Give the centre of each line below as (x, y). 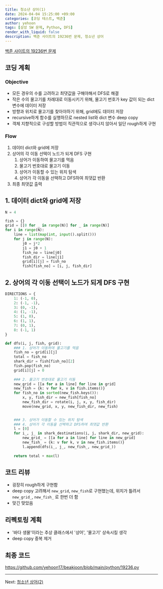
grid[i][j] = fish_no (44, 262)
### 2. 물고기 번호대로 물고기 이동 (45, 379)
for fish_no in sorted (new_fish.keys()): (56, 393)
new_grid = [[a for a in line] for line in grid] (65, 384)
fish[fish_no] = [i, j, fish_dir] (57, 266)
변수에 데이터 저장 (29, 105)
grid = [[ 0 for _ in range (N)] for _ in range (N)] (57, 226)
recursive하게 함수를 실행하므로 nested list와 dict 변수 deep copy (75, 118)
